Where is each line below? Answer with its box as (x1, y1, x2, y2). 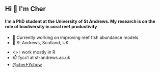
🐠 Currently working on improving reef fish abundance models (12, 35, 138, 40)
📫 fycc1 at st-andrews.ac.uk (12, 54, 70, 60)
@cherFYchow (12, 61, 42, 67)
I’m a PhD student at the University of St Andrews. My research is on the (5, 18, 156, 24)
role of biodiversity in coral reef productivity (5, 23, 97, 29)
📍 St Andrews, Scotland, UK (12, 39, 69, 45)
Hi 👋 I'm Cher (5, 5, 46, 13)
